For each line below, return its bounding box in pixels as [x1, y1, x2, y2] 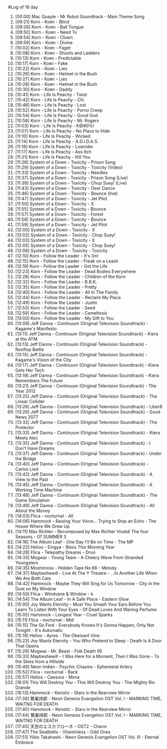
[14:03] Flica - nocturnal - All [15, 513, 73, 518]
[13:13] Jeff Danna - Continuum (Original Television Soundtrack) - [15, 341, 147, 347]
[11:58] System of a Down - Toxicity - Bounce [15, 216, 107, 222]
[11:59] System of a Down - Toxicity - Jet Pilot [15, 222, 107, 227]
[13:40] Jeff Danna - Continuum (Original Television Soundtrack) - [15, 461, 149, 467]
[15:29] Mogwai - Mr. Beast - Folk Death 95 [15, 648, 102, 654]
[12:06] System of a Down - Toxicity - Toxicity [15, 248, 108, 254]
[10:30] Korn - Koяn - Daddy [15, 87, 72, 92]
